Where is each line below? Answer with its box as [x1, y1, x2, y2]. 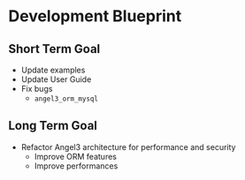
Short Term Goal [8, 41, 101, 56]
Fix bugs [20, 84, 53, 94]
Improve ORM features [34, 151, 117, 161]
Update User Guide [20, 74, 92, 85]
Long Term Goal [8, 118, 98, 133]
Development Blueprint [8, 6, 182, 26]
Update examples [20, 64, 86, 75]
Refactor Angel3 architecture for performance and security [20, 141, 236, 152]
